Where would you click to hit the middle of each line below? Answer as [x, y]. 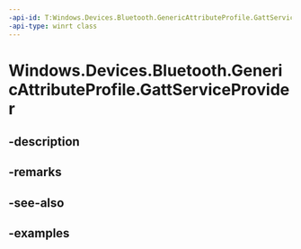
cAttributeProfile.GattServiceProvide [149, 89]
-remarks [35, 172]
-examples [39, 233]
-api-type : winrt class [53, 26]
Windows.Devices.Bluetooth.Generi [146, 71]
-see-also [36, 203]
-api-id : [25, 18]
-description [44, 142]
